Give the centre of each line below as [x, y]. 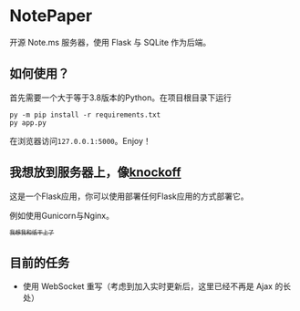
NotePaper [51, 16]
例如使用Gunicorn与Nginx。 [62, 215]
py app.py [28, 123]
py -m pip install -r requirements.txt [85, 115]
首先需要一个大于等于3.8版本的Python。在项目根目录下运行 [121, 98]
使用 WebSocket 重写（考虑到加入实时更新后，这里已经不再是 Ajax [148, 286]
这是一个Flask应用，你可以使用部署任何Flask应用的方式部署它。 [129, 196]
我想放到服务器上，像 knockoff [95, 173]
